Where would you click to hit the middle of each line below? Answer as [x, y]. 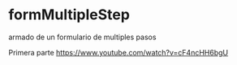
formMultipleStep [69, 15]
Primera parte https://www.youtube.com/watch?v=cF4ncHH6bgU [118, 52]
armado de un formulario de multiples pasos [82, 37]
